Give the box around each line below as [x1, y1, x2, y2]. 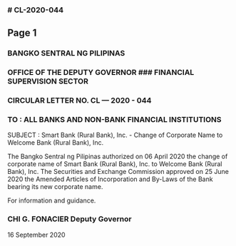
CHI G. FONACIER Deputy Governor [7, 214, 132, 224]
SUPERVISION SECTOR [7, 76, 89, 86]
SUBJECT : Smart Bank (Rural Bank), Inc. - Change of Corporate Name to [7, 130, 223, 140]
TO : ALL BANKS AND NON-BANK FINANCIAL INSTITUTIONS [7, 115, 222, 124]
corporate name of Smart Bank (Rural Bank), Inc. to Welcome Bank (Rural [7, 160, 222, 168]
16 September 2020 [7, 230, 66, 239]
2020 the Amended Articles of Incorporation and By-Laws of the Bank [7, 175, 213, 183]
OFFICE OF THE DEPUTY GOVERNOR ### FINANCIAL [7, 68, 195, 78]
